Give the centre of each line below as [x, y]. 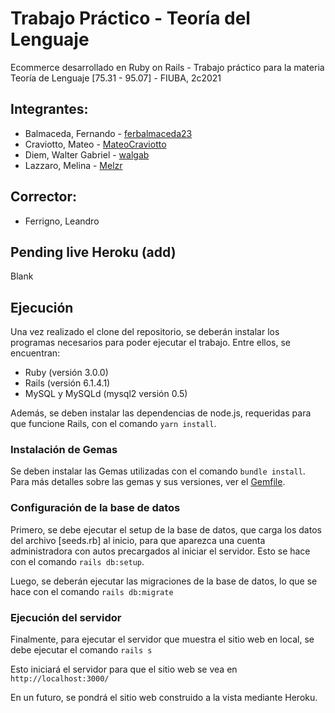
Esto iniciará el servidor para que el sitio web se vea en [124, 669]
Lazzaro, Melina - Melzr [73, 165]
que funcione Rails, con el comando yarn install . [113, 424]
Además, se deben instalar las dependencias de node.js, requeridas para [161, 413]
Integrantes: [49, 109]
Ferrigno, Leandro [62, 221]
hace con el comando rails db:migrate [92, 591]
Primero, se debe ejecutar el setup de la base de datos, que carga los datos [166, 529]
